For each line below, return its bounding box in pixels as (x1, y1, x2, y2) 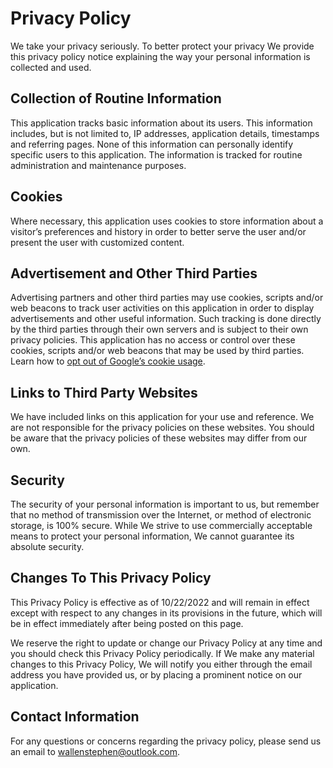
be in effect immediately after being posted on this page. (10, 617, 244, 629)
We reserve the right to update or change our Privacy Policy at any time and (10, 637, 323, 649)
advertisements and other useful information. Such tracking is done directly (10, 313, 322, 325)
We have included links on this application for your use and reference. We (10, 411, 315, 423)
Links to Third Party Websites (10, 384, 198, 401)
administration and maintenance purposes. (10, 159, 187, 171)
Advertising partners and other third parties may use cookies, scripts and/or (10, 292, 324, 304)
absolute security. (10, 541, 85, 552)
